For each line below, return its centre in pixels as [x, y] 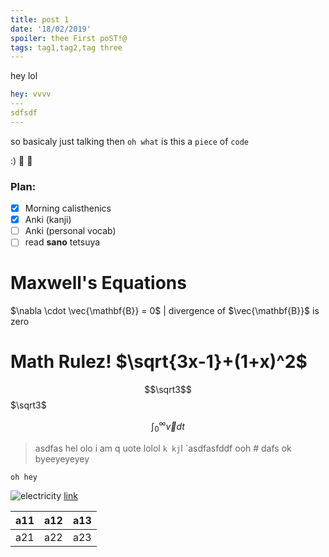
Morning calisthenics [68, 208]
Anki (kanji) [48, 220]
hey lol [24, 76]
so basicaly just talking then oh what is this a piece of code [129, 141]
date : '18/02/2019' [51, 29]
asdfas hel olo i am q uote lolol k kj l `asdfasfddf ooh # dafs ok [163, 448]
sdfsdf [24, 113]
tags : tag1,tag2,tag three [66, 47]
